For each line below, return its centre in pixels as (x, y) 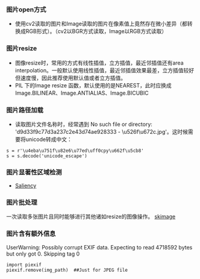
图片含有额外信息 (31, 234)
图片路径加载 (25, 110)
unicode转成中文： (49, 139)
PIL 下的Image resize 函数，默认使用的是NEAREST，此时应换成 (93, 85)
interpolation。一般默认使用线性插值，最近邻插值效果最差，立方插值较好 (105, 70)
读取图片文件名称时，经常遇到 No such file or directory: (83, 124)
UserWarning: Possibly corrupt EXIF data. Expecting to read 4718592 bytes (99, 247)
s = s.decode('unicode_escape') (47, 156)
